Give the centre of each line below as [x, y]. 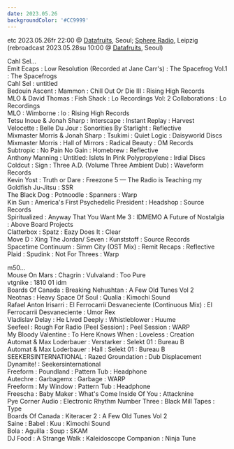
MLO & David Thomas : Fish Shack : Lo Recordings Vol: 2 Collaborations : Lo [117, 98]
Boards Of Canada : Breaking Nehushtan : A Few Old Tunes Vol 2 [101, 290]
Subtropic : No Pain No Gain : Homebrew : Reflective [83, 150]
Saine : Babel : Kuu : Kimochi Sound [59, 423]
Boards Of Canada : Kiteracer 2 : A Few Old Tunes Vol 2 [87, 415]
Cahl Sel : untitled [32, 83]
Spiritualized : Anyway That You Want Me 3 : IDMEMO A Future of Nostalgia [116, 216]
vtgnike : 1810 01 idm [37, 282]
